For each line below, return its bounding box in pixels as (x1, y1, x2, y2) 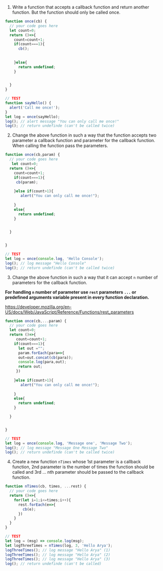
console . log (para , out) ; (18, 360, 67, 365)
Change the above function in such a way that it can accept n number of (12, 274, 158, 280)
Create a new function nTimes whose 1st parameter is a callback (12, 459, 141, 465)
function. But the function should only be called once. (12, 9, 121, 15)
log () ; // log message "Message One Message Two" (5, 445, 109, 450)
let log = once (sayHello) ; (5, 114, 60, 119)
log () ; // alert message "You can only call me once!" (5, 119, 119, 124)
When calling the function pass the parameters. (12, 143, 109, 149)
